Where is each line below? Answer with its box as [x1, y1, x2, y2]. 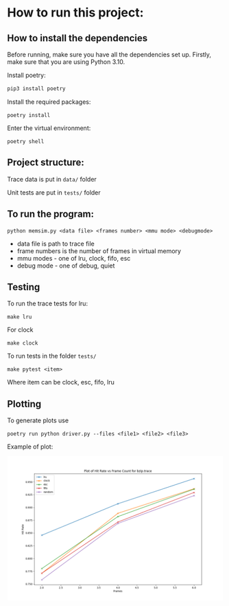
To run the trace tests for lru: [7, 299, 88, 307]
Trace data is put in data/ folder [7, 175, 97, 183]
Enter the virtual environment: [7, 124, 91, 132]
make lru [7, 314, 32, 321]
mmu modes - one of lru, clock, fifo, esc [16, 254, 131, 262]
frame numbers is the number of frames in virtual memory [16, 246, 182, 255]
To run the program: [7, 208, 95, 220]
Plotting [7, 398, 42, 410]
